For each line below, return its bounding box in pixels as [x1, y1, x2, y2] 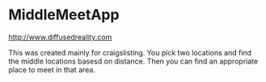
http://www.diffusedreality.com [8, 32, 112, 42]
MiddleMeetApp [8, 6, 120, 24]
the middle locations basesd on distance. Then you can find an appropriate [8, 56, 259, 66]
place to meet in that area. [8, 64, 95, 74]
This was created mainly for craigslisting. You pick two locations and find [8, 47, 252, 57]
